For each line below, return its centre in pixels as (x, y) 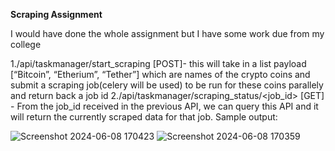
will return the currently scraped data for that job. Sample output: (144, 117)
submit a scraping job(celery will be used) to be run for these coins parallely (167, 85)
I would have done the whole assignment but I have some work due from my (167, 33)
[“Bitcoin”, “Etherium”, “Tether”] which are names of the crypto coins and (160, 74)
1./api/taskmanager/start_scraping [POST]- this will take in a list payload (158, 63)
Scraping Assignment (56, 14)
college (26, 44)
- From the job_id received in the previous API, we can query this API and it (164, 106)
